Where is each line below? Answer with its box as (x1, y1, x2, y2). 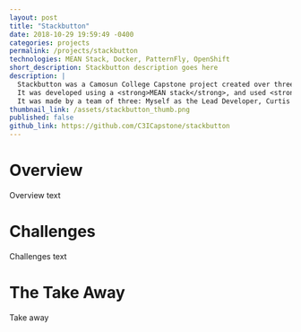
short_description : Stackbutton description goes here (9, 64, 219, 73)
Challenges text (9, 250, 67, 261)
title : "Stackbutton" (9, 22, 90, 31)
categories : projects (9, 38, 90, 48)
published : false (9, 113, 74, 122)
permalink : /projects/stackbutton (9, 47, 139, 56)
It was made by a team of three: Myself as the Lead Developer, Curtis (17, 96, 291, 106)
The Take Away (9, 283, 125, 303)
